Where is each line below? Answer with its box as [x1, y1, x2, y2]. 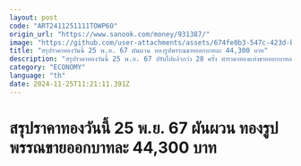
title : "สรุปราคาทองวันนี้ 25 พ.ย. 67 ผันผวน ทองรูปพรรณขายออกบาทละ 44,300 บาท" [9, 46, 269, 55]
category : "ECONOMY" [9, 63, 87, 72]
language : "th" [9, 71, 66, 80]
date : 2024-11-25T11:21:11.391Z [9, 79, 130, 88]
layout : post [9, 12, 58, 22]
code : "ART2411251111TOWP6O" [9, 21, 118, 30]
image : [9, 37, 34, 47]
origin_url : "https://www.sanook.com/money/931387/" [9, 29, 211, 38]
